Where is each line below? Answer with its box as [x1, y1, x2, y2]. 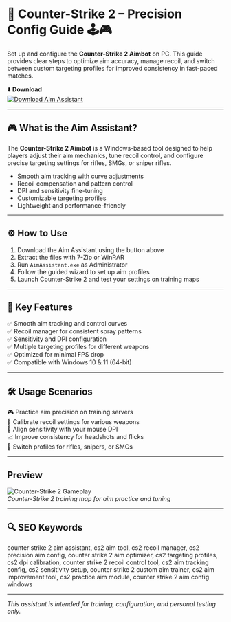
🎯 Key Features [7, 301, 74, 313]
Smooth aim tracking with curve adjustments [16, 172, 144, 180]
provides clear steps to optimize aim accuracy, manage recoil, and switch [7, 56, 215, 65]
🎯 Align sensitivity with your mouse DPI [7, 425, 118, 434]
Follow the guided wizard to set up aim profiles [16, 267, 150, 276]
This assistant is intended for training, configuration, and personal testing [7, 599, 217, 608]
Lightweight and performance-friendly [16, 201, 126, 209]
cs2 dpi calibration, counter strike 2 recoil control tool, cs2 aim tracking [7, 558, 209, 566]
